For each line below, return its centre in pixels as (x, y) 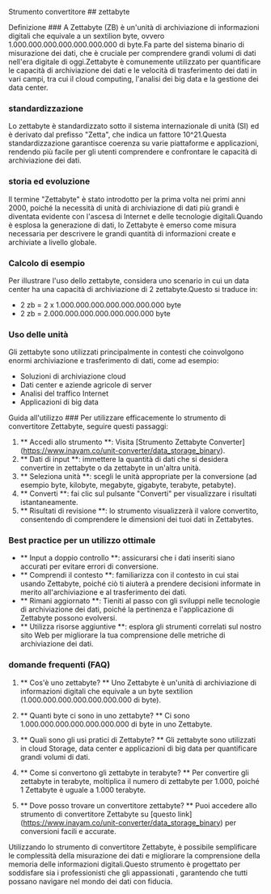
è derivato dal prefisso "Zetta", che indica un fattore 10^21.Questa (117, 135)
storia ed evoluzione (49, 181)
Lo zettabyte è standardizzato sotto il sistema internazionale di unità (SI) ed (134, 126)
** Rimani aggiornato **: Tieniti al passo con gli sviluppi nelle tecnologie (140, 601)
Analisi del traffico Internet (64, 394)
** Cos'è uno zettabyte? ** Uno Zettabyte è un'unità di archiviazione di (138, 682)
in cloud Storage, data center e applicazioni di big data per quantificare (138, 748)
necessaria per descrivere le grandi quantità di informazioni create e (122, 233)
